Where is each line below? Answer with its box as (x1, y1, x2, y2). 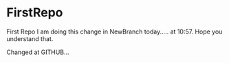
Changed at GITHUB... (6, 48, 69, 56)
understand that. (6, 34, 54, 42)
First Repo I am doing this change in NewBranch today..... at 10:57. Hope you (6, 27, 223, 36)
